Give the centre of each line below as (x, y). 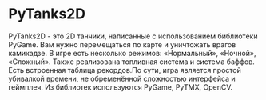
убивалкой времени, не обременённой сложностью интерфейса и (122, 78)
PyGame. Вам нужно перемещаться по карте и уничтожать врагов (122, 44)
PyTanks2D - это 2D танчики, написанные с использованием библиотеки (133, 36)
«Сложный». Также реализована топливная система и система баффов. (132, 62)
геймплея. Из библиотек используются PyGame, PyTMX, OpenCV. (121, 87)
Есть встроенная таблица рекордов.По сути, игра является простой (125, 70)
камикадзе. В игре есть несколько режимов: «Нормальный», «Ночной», (133, 53)
